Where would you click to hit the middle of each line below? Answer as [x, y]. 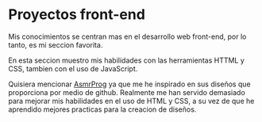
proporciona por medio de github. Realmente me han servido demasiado [127, 92]
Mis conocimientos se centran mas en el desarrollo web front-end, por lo [127, 36]
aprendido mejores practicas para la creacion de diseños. [102, 109]
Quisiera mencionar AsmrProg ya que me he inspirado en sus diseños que [130, 84]
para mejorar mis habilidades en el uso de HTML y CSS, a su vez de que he [131, 101]
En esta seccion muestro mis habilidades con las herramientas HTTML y [126, 60]
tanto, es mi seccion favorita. [56, 44]
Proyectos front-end [77, 15]
